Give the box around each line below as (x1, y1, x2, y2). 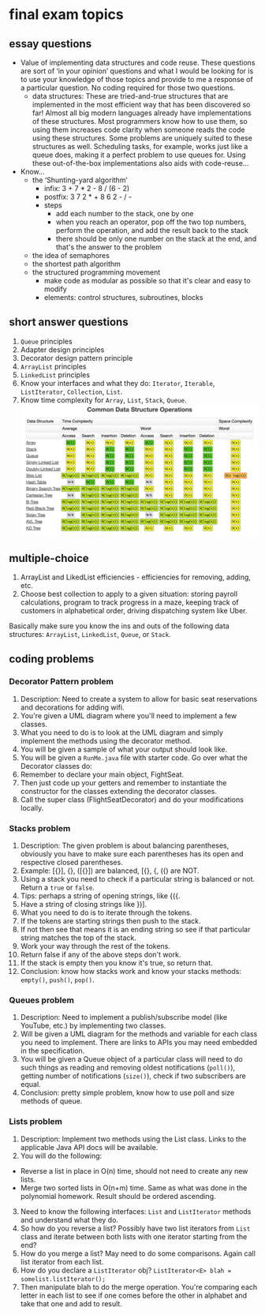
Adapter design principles (20, 345, 105, 354)
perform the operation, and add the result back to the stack (55, 226, 249, 234)
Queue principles (20, 336, 73, 346)
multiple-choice (9, 551, 89, 565)
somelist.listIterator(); (20, 1275, 106, 1283)
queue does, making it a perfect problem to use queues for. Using (32, 150, 247, 159)
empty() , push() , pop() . (20, 975, 95, 984)
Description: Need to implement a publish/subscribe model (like (20, 1013, 228, 1022)
